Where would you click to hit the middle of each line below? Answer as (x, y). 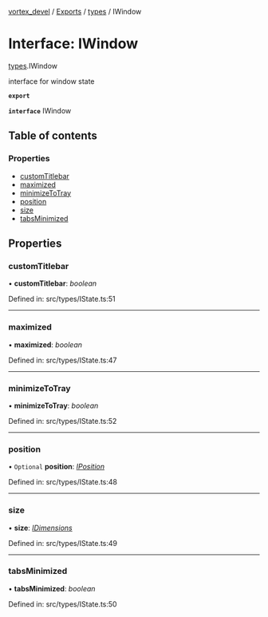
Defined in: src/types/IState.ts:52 (63, 421)
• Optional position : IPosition (57, 467)
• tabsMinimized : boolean (52, 588)
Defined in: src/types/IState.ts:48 (63, 482)
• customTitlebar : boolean (53, 283)
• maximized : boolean (45, 344)
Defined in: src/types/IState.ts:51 (62, 299)
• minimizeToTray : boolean (53, 405)
